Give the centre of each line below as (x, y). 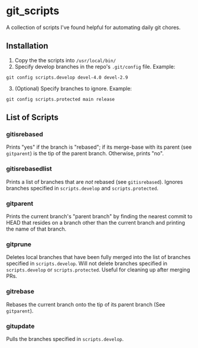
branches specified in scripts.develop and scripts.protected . (82, 188)
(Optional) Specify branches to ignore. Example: (73, 88)
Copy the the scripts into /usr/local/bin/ (65, 60)
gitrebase (20, 292)
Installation (27, 46)
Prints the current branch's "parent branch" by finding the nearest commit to (99, 216)
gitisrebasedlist (29, 169)
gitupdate (20, 326)
